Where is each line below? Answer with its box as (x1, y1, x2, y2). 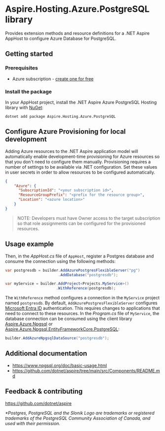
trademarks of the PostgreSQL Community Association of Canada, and (5, 415, 151, 421)
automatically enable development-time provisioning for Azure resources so (5, 153, 160, 159)
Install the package (5, 88, 52, 95)
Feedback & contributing (5, 387, 83, 395)
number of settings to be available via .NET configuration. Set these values (5, 164, 157, 170)
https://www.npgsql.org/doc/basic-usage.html (12, 362, 107, 368)
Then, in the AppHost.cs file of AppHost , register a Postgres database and (5, 253, 154, 259)
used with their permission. (5, 420, 61, 426)
